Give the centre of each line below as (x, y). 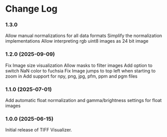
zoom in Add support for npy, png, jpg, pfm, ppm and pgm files (72, 76)
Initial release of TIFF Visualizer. (39, 130)
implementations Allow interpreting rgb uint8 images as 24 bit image (77, 41)
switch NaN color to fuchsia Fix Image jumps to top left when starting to (80, 71)
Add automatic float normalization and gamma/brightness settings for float (83, 100)
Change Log (31, 9)
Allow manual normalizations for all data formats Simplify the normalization (84, 36)
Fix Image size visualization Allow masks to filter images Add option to (79, 65)
